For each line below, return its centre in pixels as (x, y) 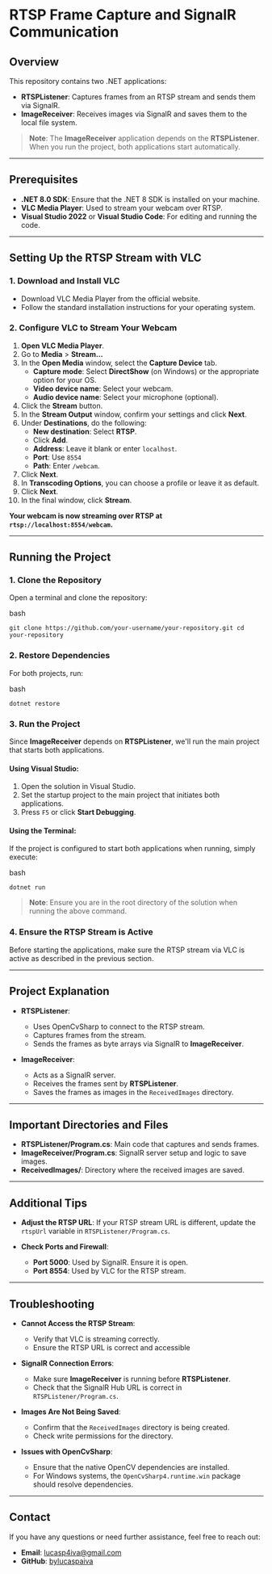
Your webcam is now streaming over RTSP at (86, 515)
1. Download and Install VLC (65, 281)
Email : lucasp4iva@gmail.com (71, 1552)
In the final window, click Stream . (76, 500)
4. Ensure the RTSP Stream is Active (82, 932)
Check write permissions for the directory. (103, 1436)
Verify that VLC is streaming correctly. (96, 1339)
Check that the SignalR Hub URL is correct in (107, 1387)
